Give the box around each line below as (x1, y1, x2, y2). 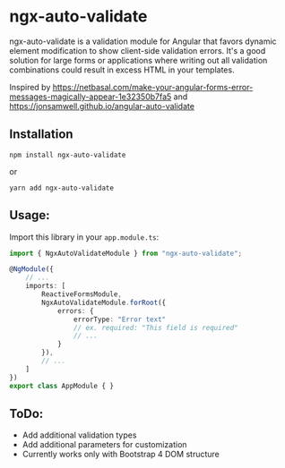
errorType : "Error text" (73, 315, 167, 324)
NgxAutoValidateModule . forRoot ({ (41, 298, 167, 307)
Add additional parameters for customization (22, 439, 187, 450)
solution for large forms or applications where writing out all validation (9, 55, 268, 65)
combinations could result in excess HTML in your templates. (9, 64, 235, 75)
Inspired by (9, 81, 51, 92)
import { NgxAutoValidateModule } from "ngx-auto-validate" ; (9, 249, 243, 258)
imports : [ (25, 282, 66, 291)
